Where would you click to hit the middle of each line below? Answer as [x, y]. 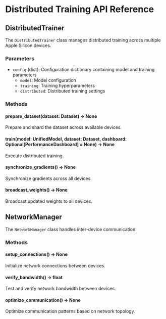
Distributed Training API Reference [80, 9]
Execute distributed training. [35, 156]
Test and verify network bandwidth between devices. [61, 289]
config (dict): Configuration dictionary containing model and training [84, 70]
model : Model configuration [48, 80]
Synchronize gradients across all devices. [48, 178]
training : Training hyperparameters [57, 86]
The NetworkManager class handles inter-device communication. [71, 229]
